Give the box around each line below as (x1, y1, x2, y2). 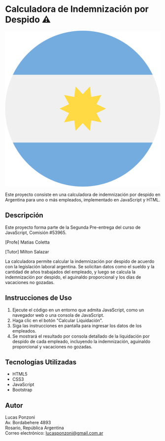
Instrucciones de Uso (5, 294, 72, 302)
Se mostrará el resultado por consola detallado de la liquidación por (12, 333, 150, 339)
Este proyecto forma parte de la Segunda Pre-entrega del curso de (5, 224, 141, 230)
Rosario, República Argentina (5, 425, 64, 431)
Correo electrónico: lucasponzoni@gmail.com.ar (5, 430, 103, 436)
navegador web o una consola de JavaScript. (12, 312, 104, 318)
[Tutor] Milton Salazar (5, 248, 49, 254)
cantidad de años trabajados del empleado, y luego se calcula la (5, 269, 136, 275)
